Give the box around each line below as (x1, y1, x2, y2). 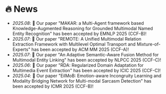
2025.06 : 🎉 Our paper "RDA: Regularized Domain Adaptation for (12, 62, 144, 68)
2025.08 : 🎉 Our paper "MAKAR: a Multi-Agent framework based (12, 20, 144, 26)
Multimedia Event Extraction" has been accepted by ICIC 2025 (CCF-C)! (12, 67, 161, 73)
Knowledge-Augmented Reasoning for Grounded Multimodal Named (12, 25, 153, 31)
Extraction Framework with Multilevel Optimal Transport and (12, 41, 136, 47)
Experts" (12, 46, 31, 52)
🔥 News (5, 3, 38, 15)
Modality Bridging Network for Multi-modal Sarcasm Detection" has (12, 78, 152, 84)
